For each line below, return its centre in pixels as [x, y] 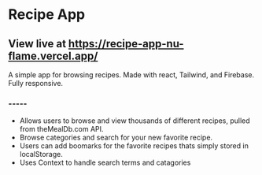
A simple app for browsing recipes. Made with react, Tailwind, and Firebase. [131, 75]
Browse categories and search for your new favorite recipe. [116, 138]
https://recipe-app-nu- [126, 44]
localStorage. [41, 155]
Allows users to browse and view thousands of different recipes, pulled [135, 121]
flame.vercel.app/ [53, 56]
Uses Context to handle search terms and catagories [105, 162]
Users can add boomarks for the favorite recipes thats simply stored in [134, 146]
